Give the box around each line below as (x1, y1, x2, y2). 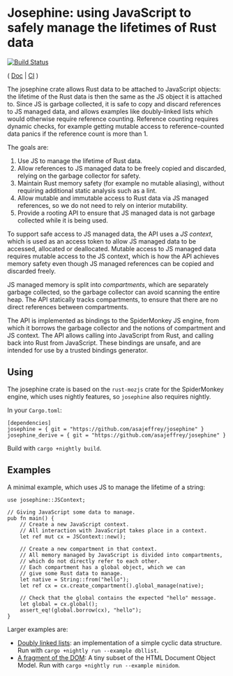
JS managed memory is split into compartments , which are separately (7, 280, 209, 288)
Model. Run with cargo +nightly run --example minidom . (17, 661, 180, 669)
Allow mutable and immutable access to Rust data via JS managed (17, 194, 209, 202)
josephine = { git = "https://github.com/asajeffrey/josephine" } (7, 425, 204, 432)
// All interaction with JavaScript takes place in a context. (20, 527, 208, 534)
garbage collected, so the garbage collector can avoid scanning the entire (7, 288, 220, 296)
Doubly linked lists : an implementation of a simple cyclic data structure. (17, 638, 223, 647)
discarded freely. (7, 267, 56, 275)
